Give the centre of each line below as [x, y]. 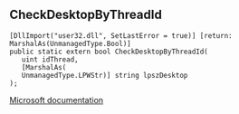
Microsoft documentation [57, 100]
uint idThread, [50, 59]
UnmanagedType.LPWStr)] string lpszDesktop [105, 75]
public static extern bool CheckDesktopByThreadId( [109, 52]
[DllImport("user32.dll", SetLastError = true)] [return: [121, 35]
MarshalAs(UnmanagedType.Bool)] [70, 43]
